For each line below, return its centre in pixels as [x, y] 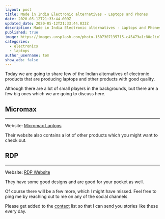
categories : [17, 42]
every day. [16, 211]
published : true [22, 32]
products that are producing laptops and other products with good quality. [80, 79]
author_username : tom [27, 55]
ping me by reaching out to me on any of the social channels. [67, 196]
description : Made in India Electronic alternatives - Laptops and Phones [83, 28]
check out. [16, 140]
